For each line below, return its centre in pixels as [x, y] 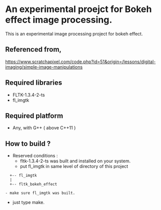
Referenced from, [33, 49]
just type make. [28, 202]
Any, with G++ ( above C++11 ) [44, 128]
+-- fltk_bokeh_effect [33, 184]
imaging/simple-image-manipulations [44, 67]
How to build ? [28, 144]
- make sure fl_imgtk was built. [40, 193]
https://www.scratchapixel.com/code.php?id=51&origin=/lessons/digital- [80, 62]
